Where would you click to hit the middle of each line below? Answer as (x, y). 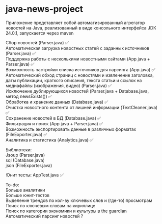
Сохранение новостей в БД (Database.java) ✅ (53, 118)
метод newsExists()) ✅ (29, 96)
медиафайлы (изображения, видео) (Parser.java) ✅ (59, 85)
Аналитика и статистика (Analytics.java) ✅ (50, 140)
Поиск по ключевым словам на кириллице (51, 205)
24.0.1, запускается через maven (40, 33)
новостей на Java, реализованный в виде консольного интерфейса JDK (81, 28)
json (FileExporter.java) (29, 165)
